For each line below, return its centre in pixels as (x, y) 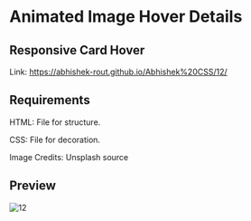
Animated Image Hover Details (126, 17)
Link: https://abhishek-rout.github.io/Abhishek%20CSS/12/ (118, 72)
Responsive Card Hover (77, 50)
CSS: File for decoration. (55, 139)
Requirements (50, 100)
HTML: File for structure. (55, 122)
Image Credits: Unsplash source (69, 157)
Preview (33, 186)
